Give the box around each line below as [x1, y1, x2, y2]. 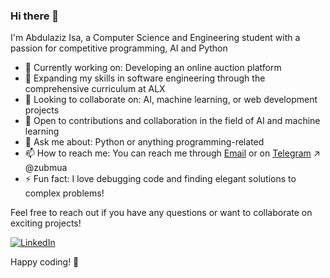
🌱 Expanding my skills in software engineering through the [24, 72, 266, 84]
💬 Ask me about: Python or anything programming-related [24, 136, 265, 148]
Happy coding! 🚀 [10, 256, 80, 268]
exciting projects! [10, 217, 82, 229]
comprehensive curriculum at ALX [24, 83, 166, 95]
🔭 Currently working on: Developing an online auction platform [24, 62, 282, 74]
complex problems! [24, 187, 105, 199]
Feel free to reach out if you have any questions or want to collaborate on [10, 207, 313, 219]
